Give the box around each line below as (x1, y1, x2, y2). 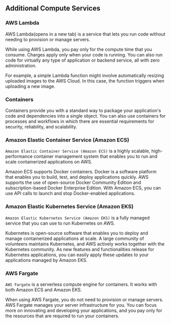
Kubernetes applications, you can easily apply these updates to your (5, 252, 149, 258)
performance (5, 153, 33, 159)
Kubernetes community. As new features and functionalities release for (5, 246, 154, 252)
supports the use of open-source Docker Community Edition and (5, 179, 141, 185)
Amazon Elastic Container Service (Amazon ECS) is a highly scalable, (5, 148, 151, 154)
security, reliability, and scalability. (5, 123, 77, 129)
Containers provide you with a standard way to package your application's (5, 107, 161, 114)
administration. (5, 62, 37, 68)
